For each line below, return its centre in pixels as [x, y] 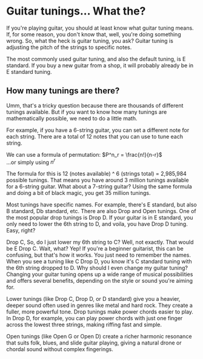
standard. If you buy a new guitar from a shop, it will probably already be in [100, 65]
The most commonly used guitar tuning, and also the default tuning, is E [96, 59]
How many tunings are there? [63, 91]
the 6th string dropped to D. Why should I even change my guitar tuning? [97, 268]
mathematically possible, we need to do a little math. [72, 118]
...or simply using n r [31, 162]
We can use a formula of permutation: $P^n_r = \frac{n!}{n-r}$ [84, 154]
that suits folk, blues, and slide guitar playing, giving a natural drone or [94, 343]
